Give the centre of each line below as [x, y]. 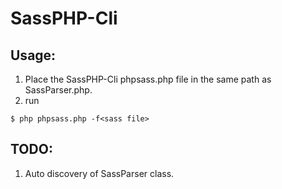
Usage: [33, 55]
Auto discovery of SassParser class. [99, 173]
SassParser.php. [58, 90]
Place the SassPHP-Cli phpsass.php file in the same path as [148, 79]
